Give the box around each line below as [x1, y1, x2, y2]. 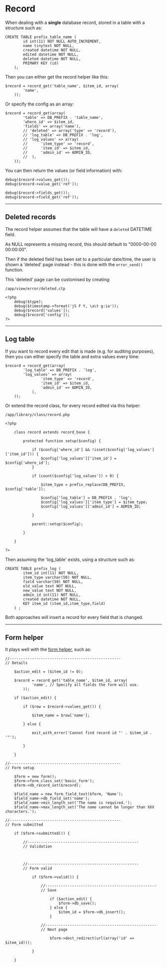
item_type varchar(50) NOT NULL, [23, 575, 92, 580]
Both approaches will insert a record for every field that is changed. [5, 614, 143, 620]
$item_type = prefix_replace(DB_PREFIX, [40, 482, 126, 487]
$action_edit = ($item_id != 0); [14, 669, 83, 674]
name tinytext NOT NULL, [23, 43, 75, 48]
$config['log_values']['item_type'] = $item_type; [40, 499, 148, 504]
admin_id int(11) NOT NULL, [23, 592, 81, 597]
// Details [5, 660, 28, 666]
